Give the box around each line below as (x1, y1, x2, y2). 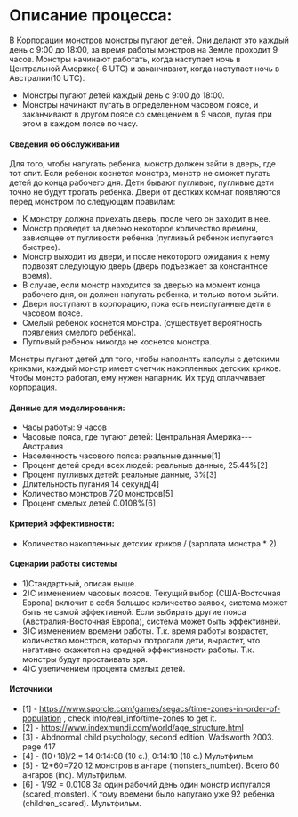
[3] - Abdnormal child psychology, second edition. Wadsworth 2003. (21, 732, 274, 742)
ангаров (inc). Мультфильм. (21, 769, 127, 780)
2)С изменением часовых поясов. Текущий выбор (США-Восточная (21, 587, 281, 598)
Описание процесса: (9, 5, 173, 26)
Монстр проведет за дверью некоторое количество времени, (21, 223, 259, 234)
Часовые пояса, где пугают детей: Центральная (21, 432, 205, 442)
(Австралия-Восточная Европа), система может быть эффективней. (21, 616, 282, 627)
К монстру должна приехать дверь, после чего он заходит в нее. (21, 214, 271, 224)
